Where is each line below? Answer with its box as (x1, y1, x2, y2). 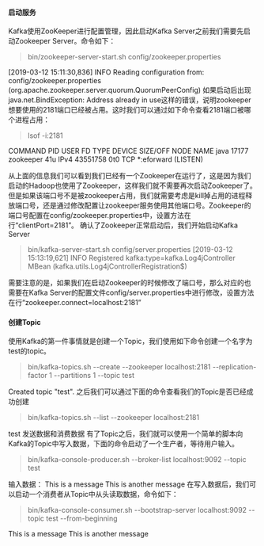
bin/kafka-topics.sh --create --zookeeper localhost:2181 (27, 362, 211, 372)
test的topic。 (8, 346, 51, 356)
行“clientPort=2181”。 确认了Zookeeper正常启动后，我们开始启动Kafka (8, 220, 239, 230)
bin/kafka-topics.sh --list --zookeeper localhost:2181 (27, 413, 200, 422)
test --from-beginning (46, 514, 118, 523)
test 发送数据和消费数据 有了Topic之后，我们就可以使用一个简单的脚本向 (8, 429, 243, 439)
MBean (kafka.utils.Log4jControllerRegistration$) (27, 262, 187, 271)
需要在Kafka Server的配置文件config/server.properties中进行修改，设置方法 (8, 288, 255, 297)
